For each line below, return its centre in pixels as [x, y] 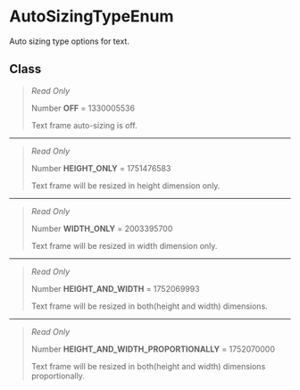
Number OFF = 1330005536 [83, 108]
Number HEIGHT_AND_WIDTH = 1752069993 [115, 288]
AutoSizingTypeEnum [92, 17]
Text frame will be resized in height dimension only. [125, 186]
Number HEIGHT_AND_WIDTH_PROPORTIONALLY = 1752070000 [153, 349]
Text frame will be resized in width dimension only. [124, 245]
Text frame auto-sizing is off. [84, 125]
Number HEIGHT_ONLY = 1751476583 [101, 168]
